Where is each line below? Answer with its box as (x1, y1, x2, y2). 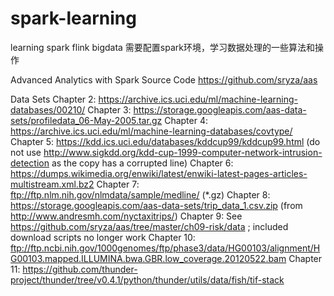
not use (10, 146, 42, 158)
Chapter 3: (87, 103, 132, 116)
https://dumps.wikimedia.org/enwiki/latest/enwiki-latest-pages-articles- (10, 167, 308, 179)
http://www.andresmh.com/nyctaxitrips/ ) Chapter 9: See (10, 210, 243, 222)
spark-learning (10, 7, 137, 30)
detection (10, 157, 50, 169)
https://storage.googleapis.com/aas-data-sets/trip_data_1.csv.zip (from (10, 199, 303, 211)
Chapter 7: (96, 178, 140, 190)
